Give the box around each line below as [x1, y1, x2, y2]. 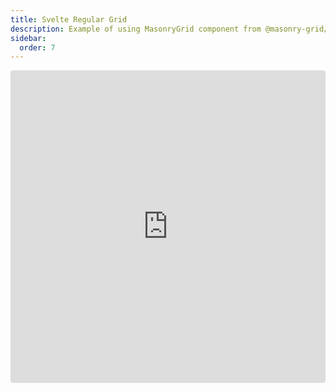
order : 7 [19, 42, 56, 53]
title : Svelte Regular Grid [10, 14, 128, 25]
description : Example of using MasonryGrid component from [10, 24, 262, 34]
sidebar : [10, 33, 47, 43]
